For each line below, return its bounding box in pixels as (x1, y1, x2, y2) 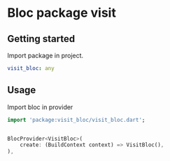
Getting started (7, 33, 76, 45)
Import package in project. (7, 51, 84, 59)
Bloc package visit (7, 5, 117, 21)
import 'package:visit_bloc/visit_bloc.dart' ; (7, 116, 146, 123)
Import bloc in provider (7, 103, 73, 111)
